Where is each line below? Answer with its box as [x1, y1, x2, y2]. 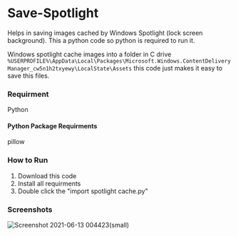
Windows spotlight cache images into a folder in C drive [7, 50, 172, 58]
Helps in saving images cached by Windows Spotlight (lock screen [7, 29, 203, 37]
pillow [7, 138, 25, 146]
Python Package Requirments [7, 121, 98, 130]
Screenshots [7, 205, 53, 215]
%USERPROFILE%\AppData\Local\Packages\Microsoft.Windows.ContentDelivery [7, 57, 232, 65]
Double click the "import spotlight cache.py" [17, 187, 148, 195]
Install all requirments [17, 179, 81, 188]
